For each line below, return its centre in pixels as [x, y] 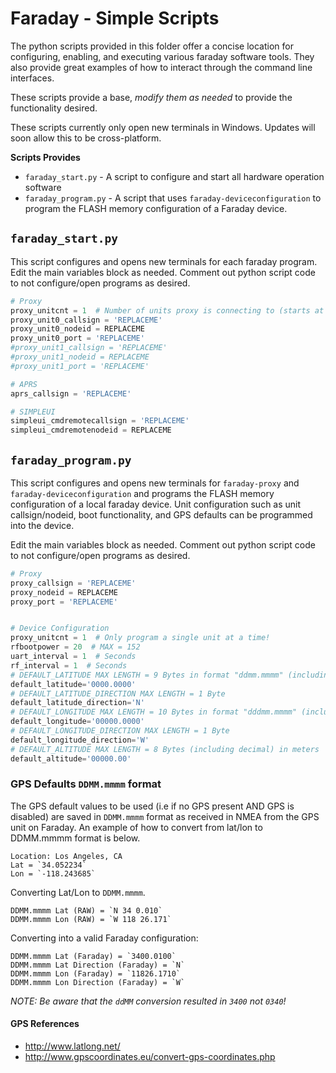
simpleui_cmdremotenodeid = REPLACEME [91, 430]
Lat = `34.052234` [48, 865]
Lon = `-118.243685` [53, 873]
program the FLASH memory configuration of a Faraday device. [156, 208]
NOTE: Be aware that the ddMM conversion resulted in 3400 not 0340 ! [148, 1001]
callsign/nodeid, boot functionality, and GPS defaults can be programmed [161, 514]
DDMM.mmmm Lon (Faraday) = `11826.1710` [96, 973]
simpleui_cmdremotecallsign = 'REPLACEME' [100, 421]
